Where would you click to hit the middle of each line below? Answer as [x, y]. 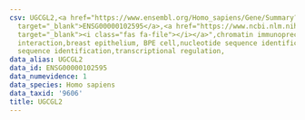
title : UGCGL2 [36, 102]
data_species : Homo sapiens [63, 85]
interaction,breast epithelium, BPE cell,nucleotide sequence [138, 43]
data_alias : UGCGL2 [46, 60]
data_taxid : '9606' [46, 93]
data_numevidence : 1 [49, 77]
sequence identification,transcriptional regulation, [121, 51]
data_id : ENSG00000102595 [58, 69]
